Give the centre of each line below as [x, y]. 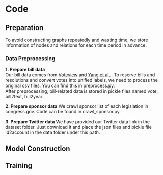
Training [19, 166]
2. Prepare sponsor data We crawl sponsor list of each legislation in [77, 106]
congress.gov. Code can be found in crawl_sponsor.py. [63, 112]
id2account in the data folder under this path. [53, 132]
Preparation [24, 28]
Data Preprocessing [30, 58]
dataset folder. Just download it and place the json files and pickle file [78, 127]
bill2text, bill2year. [24, 97]
